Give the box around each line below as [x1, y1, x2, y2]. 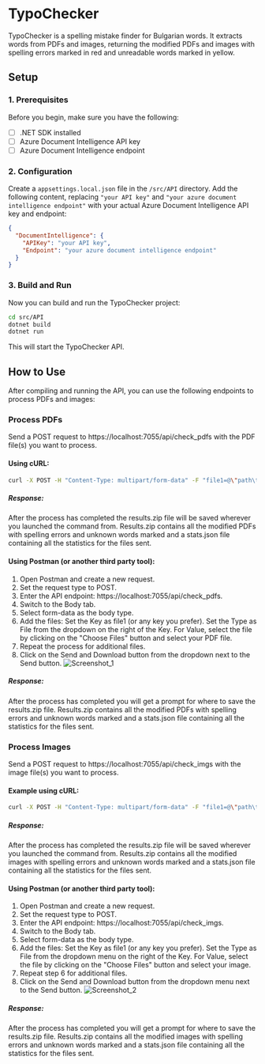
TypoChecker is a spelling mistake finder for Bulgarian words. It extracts [8, 31, 243, 40]
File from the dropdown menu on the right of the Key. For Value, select [19, 952, 248, 961]
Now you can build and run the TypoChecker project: [8, 297, 181, 307]
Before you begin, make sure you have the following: [8, 112, 179, 122]
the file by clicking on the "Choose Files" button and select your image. [19, 960, 252, 970]
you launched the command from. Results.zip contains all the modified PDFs [8, 521, 256, 531]
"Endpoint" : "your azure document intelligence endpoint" [22, 246, 217, 254]
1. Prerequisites [8, 94, 69, 105]
